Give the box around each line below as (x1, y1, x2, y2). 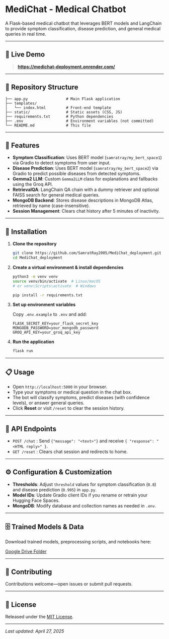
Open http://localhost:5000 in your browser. (12, 384, 107, 390)
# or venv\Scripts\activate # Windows (12, 283, 97, 288)
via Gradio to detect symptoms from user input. (12, 160, 111, 166)
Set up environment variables (12, 301, 76, 308)
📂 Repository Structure (5, 83, 78, 92)
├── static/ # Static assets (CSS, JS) (5, 109, 123, 114)
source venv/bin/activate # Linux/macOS (12, 279, 101, 284)
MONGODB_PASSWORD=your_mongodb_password (12, 326, 99, 331)
